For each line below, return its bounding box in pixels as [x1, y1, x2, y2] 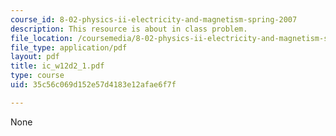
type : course [10, 71, 65, 81]
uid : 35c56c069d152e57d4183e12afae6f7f [10, 80, 177, 90]
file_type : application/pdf [10, 42, 128, 53]
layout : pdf [10, 52, 60, 62]
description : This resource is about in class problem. [10, 24, 248, 34]
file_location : [10, 33, 74, 43]
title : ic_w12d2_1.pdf [10, 61, 105, 71]
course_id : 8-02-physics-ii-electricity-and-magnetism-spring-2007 [10, 14, 298, 25]
